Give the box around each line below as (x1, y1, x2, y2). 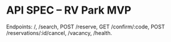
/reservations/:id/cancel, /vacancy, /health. (6, 29, 112, 36)
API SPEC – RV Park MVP (6, 4, 132, 17)
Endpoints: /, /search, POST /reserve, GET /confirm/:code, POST (6, 23, 166, 30)
